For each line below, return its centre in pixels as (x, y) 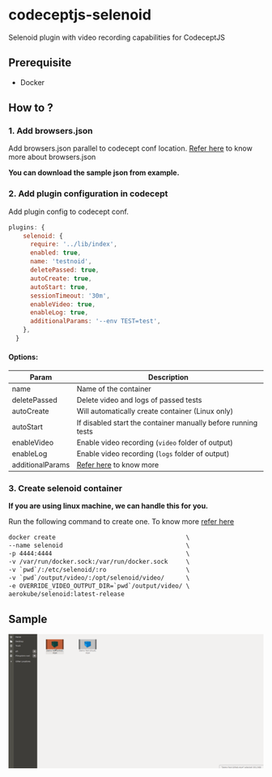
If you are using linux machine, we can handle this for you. (108, 506)
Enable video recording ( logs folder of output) (153, 454)
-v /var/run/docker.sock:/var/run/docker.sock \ (99, 562)
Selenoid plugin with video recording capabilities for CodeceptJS (117, 37)
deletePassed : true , (64, 270)
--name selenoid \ (99, 546)
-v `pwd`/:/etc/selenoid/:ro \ (99, 570)
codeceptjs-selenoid (80, 15)
